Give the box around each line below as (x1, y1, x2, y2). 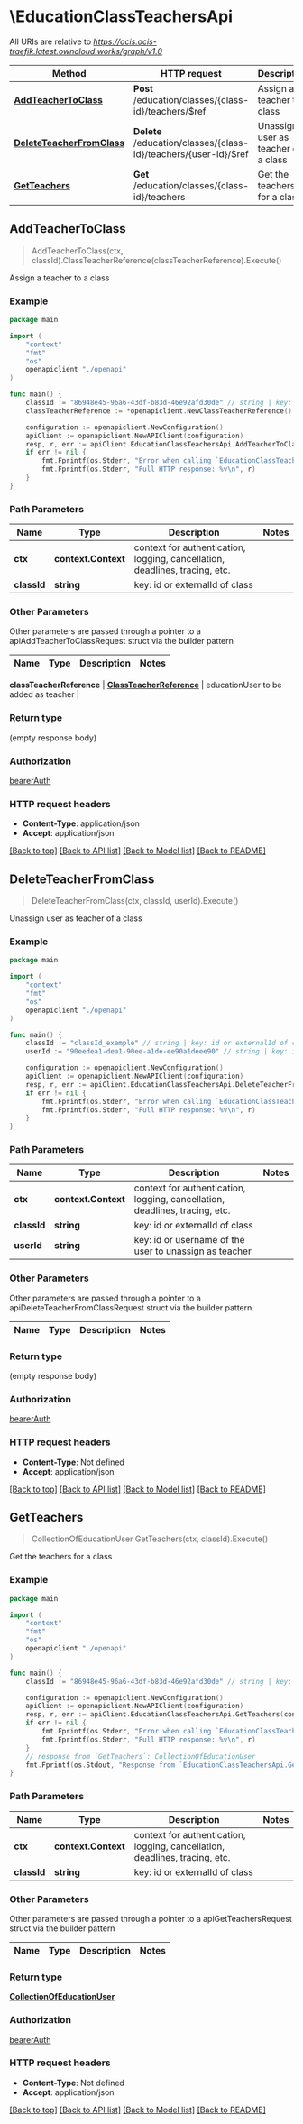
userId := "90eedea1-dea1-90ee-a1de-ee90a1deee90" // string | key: (25, 1047, 289, 1056)
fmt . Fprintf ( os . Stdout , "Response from (25, 1761, 176, 1770)
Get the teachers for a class (9, 1551, 113, 1562)
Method (51, 67, 87, 79)
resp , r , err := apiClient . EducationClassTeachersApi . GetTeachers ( (25, 1710, 284, 1719)
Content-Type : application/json (22, 818, 140, 829)
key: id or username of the (133, 1234, 245, 1246)
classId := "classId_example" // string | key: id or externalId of (25, 1039, 289, 1048)
